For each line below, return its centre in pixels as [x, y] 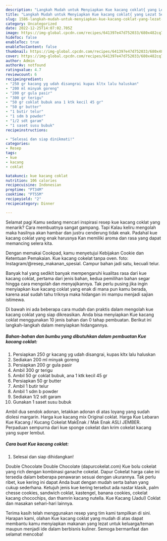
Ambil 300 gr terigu [33, 370]
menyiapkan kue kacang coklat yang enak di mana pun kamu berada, [77, 289]
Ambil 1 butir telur [31, 386]
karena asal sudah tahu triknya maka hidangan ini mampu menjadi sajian [80, 294]
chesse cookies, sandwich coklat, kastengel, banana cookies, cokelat [77, 493]
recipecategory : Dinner [30, 204]
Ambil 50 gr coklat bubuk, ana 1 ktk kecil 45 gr [60, 375]
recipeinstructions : [27, 130]
